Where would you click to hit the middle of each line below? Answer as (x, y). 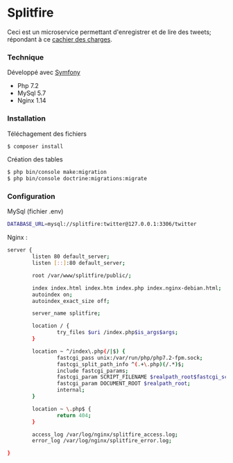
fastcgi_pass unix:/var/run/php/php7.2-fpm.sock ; (130, 358)
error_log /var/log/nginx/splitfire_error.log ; (102, 441)
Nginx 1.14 (32, 101)
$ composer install (35, 146)
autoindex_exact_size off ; (71, 301)
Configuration (31, 197)
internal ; (71, 390)
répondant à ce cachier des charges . (60, 39)
